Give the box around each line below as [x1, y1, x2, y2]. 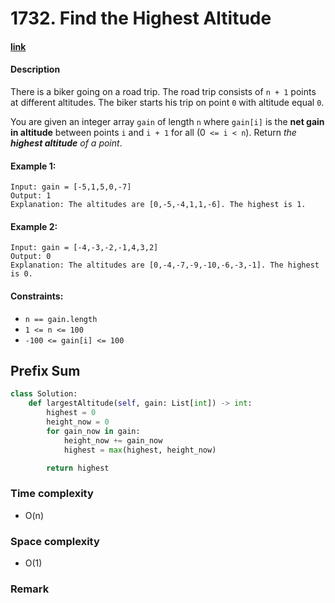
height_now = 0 [46, 417, 110, 427]
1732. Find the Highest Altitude [10, 7, 272, 30]
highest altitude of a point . [10, 137, 123, 149]
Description [10, 63, 61, 76]
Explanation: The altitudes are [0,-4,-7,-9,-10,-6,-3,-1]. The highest [10, 260, 320, 271]
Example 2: [10, 220, 58, 232]
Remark [10, 582, 50, 596]
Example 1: [10, 160, 57, 172]
